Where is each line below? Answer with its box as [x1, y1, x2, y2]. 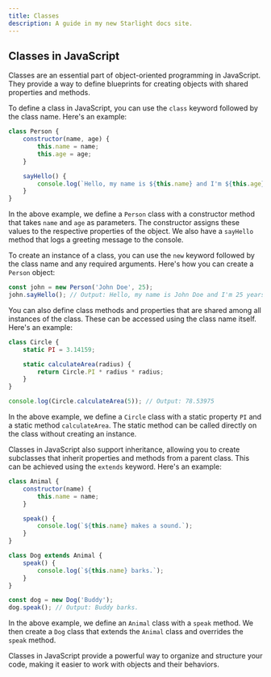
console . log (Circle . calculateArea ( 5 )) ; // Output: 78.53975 [8, 397, 215, 406]
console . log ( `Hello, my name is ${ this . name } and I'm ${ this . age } [37, 179, 265, 188]
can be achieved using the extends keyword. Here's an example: [8, 462, 222, 472]
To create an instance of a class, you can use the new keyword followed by [8, 251, 256, 261]
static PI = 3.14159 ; [23, 345, 95, 353]
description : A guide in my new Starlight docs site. [8, 19, 194, 27]
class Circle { [8, 338, 60, 346]
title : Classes [8, 11, 60, 20]
